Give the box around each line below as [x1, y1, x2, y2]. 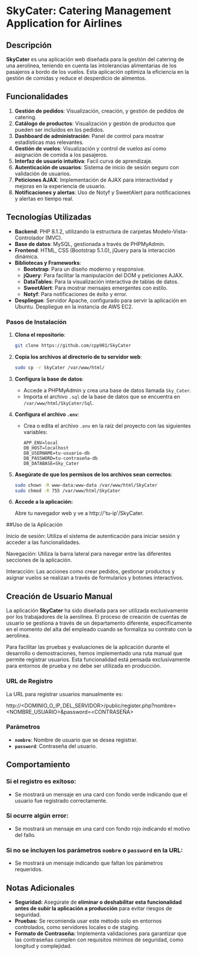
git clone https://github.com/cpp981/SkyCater [14, 342, 131, 349]
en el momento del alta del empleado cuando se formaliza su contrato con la [6, 626, 192, 633]
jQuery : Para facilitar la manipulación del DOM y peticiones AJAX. [23, 271, 184, 278]
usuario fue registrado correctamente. [14, 797, 108, 804]
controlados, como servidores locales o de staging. [14, 923, 140, 930]
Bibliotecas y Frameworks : [14, 259, 81, 266]
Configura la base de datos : [14, 375, 84, 382]
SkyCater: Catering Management [6, 4, 171, 18]
